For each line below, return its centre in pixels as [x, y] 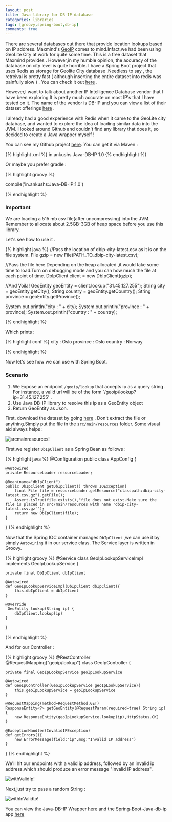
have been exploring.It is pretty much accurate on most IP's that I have [80, 98]
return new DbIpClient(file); [47, 513]
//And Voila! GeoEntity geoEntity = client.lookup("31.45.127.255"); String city [85, 286]
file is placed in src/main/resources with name [58, 504]
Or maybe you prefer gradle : [36, 164]
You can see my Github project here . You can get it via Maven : [72, 145]
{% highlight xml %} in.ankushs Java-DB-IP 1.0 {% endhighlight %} [76, 155]
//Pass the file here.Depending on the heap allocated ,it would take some [82, 265]
